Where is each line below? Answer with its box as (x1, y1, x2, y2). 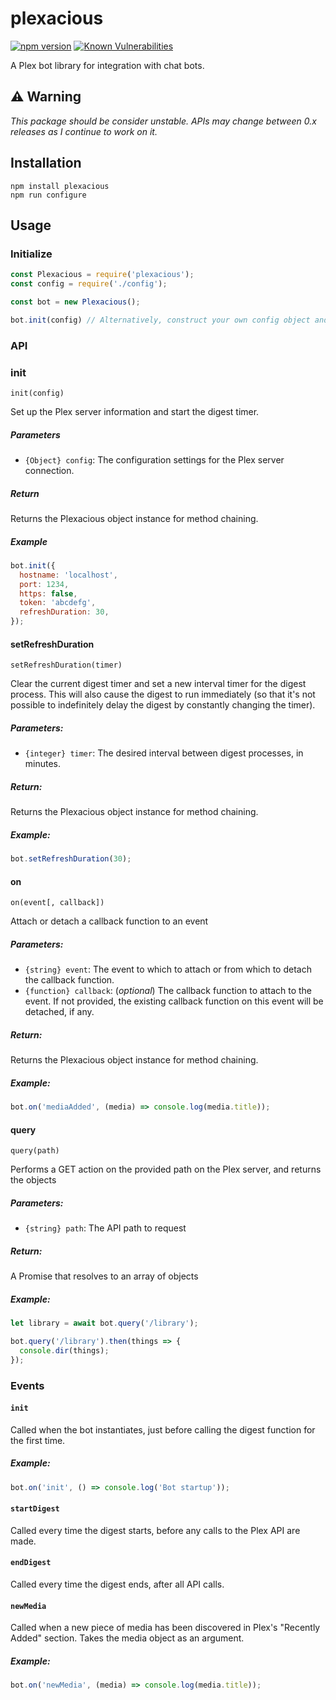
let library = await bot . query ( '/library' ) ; (10, 1318, 199, 1329)
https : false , (19, 588, 78, 599)
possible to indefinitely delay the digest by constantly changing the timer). (10, 699, 316, 711)
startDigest (10, 1504, 60, 1514)
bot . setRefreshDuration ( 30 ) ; (10, 854, 132, 864)
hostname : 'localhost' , (19, 570, 118, 580)
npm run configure (10, 190, 87, 200)
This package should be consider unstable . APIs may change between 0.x (10, 115, 317, 127)
